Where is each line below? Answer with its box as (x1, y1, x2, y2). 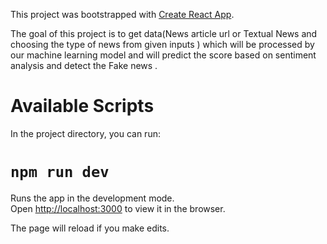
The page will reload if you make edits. (10, 222, 170, 234)
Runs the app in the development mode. (10, 192, 175, 204)
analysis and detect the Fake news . (10, 60, 158, 71)
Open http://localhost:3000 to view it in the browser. (10, 202, 226, 214)
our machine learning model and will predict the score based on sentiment (10, 49, 317, 61)
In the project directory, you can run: (10, 127, 161, 139)
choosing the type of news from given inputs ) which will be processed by (10, 39, 315, 50)
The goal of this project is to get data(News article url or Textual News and (10, 28, 318, 39)
